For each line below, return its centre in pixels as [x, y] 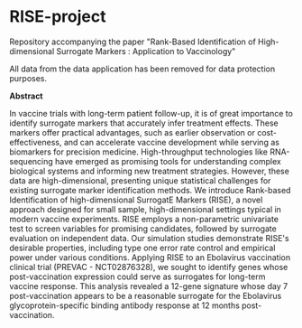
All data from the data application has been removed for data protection [142, 69]
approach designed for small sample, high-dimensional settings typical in [146, 209]
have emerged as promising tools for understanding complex [168, 161]
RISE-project [58, 17]
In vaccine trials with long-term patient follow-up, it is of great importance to [151, 113]
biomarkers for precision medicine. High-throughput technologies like [139, 152]
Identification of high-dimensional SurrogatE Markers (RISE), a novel [136, 200]
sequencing [32, 161]
